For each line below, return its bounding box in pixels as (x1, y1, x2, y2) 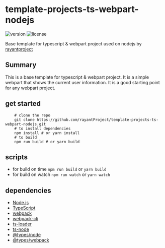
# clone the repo (14, 112, 51, 118)
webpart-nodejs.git (5, 121, 46, 127)
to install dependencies (18, 126, 71, 131)
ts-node (12, 226, 29, 232)
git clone (14, 117, 35, 122)
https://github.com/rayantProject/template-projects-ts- (37, 117, 158, 122)
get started (5, 99, 41, 108)
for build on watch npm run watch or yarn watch (12, 171, 111, 177)
